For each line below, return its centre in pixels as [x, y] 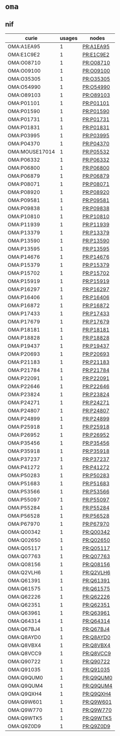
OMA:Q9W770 [25, 710]
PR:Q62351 [96, 605]
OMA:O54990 [24, 87]
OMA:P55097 [24, 500]
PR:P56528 [96, 516]
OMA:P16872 [24, 306]
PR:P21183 [96, 362]
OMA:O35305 [24, 79]
